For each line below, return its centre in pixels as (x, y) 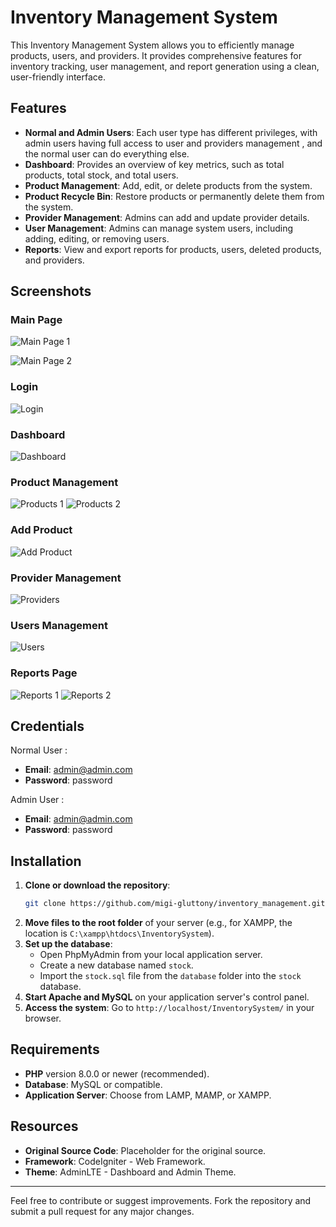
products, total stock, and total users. (101, 175)
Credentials (47, 726)
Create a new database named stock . (116, 965)
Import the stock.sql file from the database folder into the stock (170, 976)
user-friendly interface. (58, 77)
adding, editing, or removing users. (97, 238)
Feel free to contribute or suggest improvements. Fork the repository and (161, 1200)
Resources (44, 1126)
